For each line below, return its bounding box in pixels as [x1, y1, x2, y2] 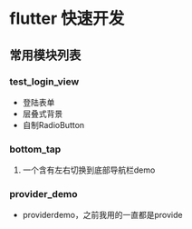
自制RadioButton [22, 119, 85, 130]
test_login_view [9, 75, 80, 87]
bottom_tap [9, 143, 62, 155]
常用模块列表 [9, 47, 82, 63]
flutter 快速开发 [9, 8, 125, 29]
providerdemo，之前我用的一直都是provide [22, 210, 183, 221]
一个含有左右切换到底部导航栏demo [22, 164, 156, 175]
